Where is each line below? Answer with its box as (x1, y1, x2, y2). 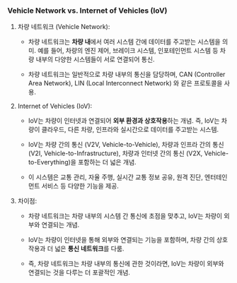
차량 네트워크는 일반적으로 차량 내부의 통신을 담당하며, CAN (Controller (28, 70, 226, 79)
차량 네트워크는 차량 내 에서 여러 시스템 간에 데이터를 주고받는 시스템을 (28, 37, 221, 46)
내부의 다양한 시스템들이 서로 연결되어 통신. (35, 55, 155, 64)
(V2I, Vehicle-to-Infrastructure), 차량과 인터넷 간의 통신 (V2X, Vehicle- (28, 149, 229, 157)
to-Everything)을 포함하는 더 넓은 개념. (28, 158, 137, 167)
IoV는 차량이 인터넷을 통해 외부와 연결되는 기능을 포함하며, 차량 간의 (28, 236, 215, 244)
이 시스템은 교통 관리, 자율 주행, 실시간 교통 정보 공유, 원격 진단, (28, 173, 203, 181)
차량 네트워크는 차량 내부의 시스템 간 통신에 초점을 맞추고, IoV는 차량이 (28, 212, 223, 220)
